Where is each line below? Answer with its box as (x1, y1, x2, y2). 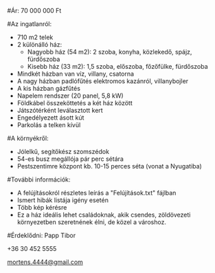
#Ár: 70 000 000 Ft (7, 7, 62, 14)
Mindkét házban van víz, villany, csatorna (16, 69, 135, 78)
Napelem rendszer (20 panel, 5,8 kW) (16, 91, 124, 100)
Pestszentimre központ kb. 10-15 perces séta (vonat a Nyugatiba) (16, 162, 203, 170)
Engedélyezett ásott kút (16, 113, 84, 122)
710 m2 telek (16, 33, 54, 41)
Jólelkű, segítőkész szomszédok (16, 148, 110, 155)
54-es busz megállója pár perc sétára (16, 155, 124, 163)
